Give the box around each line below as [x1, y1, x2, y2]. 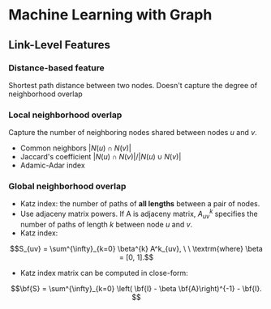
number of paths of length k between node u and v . [19, 219, 193, 229]
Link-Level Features [8, 38, 111, 52]
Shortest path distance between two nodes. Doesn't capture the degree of [8, 80, 258, 90]
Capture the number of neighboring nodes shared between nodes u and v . [8, 128, 257, 138]
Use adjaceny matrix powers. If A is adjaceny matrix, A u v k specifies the [19, 208, 258, 220]
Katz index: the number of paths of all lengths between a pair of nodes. [19, 199, 260, 209]
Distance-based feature [8, 62, 105, 74]
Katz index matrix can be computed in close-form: [19, 268, 188, 277]
